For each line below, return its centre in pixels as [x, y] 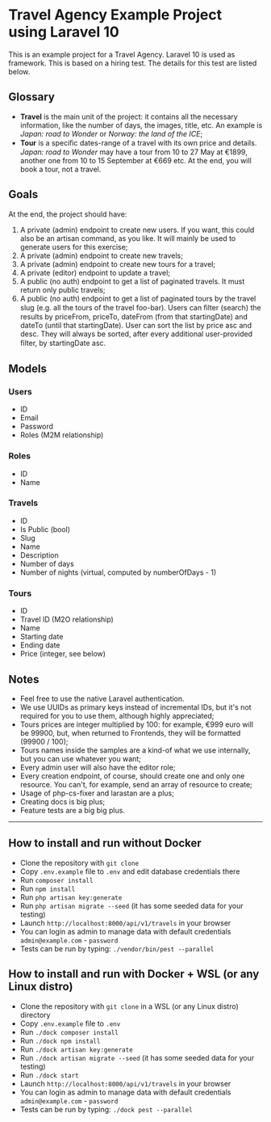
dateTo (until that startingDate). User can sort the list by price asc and [136, 325]
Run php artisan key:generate [71, 897]
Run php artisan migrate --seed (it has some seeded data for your [131, 905]
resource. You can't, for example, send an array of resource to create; [136, 784]
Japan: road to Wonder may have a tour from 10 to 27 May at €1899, [133, 152]
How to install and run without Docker [105, 844]
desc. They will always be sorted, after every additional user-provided [136, 334]
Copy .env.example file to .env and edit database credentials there [130, 871]
